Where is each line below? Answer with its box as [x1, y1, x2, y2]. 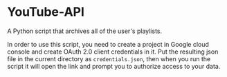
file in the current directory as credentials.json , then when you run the [7, 54, 211, 63]
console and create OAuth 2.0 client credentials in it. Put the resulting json [7, 47, 219, 56]
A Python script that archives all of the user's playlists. [7, 27, 163, 35]
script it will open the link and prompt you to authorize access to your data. [7, 62, 221, 70]
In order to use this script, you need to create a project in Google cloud [7, 40, 210, 48]
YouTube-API [7, 4, 85, 20]
